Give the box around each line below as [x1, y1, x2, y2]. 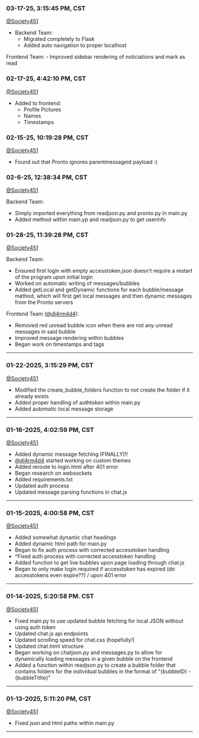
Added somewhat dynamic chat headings [14, 534, 117, 541]
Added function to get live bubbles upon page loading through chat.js [14, 559, 185, 566]
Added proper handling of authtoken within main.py [14, 399, 141, 406]
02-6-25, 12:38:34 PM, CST [6, 173, 88, 181]
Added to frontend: [14, 99, 62, 106]
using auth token [14, 623, 56, 630]
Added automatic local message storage [14, 405, 114, 412]
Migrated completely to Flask [23, 36, 95, 43]
